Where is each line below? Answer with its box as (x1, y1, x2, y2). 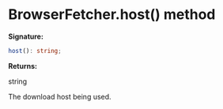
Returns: (8, 61, 38, 70)
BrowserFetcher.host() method (8, 6, 216, 24)
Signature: (8, 32, 43, 41)
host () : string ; (8, 47, 62, 54)
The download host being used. (8, 92, 112, 101)
